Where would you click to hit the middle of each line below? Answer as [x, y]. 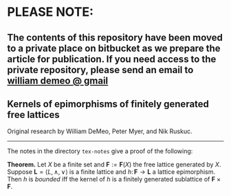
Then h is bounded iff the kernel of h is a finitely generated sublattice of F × [114, 179]
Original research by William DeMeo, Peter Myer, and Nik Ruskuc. [100, 131]
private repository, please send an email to [100, 70]
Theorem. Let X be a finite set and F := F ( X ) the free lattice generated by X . [114, 165]
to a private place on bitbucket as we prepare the [114, 48]
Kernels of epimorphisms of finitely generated [108, 104]
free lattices [33, 115]
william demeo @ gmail [58, 80]
